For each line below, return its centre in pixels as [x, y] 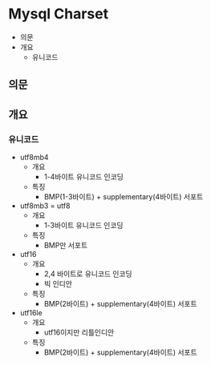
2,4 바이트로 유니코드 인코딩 [88, 274]
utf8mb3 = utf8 [45, 206]
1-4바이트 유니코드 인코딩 [84, 177]
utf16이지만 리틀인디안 [79, 332]
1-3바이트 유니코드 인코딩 [83, 226]
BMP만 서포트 [66, 246]
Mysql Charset [59, 14]
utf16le [31, 313]
